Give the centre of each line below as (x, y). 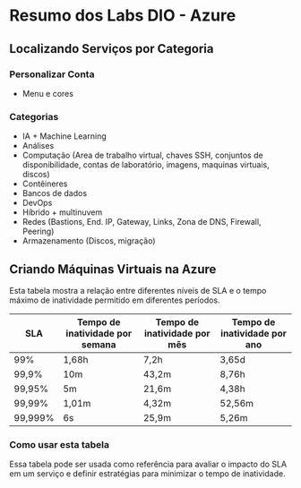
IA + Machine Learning (64, 136)
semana (99, 344)
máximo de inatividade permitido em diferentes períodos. (115, 300)
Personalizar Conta (52, 74)
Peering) (38, 231)
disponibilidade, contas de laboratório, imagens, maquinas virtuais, (146, 165)
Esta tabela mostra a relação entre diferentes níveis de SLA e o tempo (138, 290)
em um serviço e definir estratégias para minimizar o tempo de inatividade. (147, 474)
